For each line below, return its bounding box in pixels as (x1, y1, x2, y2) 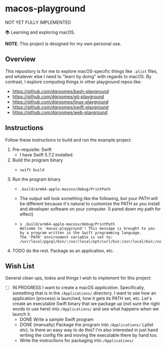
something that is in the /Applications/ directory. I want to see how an (12, 290, 157, 296)
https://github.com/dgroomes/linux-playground (12, 99, 109, 104)
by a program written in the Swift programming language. (19, 230, 142, 235)
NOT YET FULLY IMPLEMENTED (5, 19, 72, 25)
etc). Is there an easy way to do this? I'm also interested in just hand (19, 327, 158, 333)
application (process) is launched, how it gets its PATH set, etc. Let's (12, 296, 152, 301)
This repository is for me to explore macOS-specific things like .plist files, (5, 68, 158, 74)
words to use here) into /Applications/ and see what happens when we (12, 306, 159, 312)
